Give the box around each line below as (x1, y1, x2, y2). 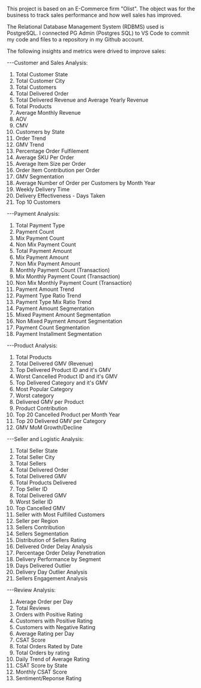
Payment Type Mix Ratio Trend (15, 299, 92, 305)
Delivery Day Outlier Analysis (15, 568, 88, 576)
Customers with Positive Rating (15, 617, 93, 624)
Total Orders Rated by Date (15, 643, 83, 650)
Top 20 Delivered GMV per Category (15, 418, 107, 424)
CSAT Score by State (15, 662, 68, 669)
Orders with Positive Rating (15, 611, 83, 618)
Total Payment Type (15, 222, 65, 229)
